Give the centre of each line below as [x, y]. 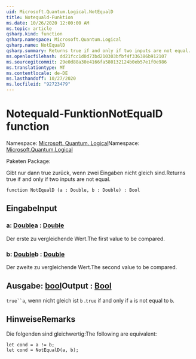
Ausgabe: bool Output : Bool [59, 286]
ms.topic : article [29, 28]
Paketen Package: [28, 161]
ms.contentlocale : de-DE [37, 73]
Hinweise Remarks [41, 319]
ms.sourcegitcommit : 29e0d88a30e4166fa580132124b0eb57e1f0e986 [87, 62]
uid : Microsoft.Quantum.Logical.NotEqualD [60, 12]
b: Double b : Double [36, 254]
